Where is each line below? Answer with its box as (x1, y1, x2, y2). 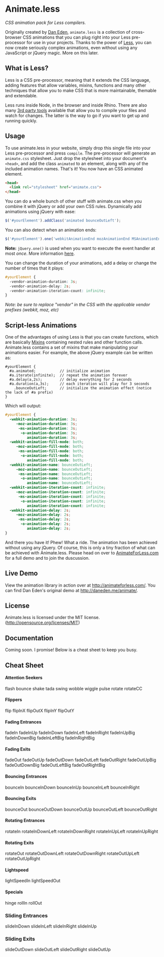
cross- (131, 29, 145, 35)
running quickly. (5, 117, 38, 123)
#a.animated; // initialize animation (9, 368, 110, 374)
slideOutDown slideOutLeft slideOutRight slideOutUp (5, 947, 111, 953)
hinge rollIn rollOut (5, 900, 42, 906)
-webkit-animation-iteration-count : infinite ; (9, 485, 106, 490)
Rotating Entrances (5, 818, 45, 823)
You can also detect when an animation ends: (5, 227, 97, 233)
